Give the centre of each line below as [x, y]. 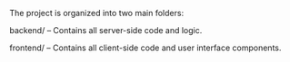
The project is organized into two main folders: [97, 13]
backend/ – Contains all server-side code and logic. [106, 30]
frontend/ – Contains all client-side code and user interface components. [145, 48]
